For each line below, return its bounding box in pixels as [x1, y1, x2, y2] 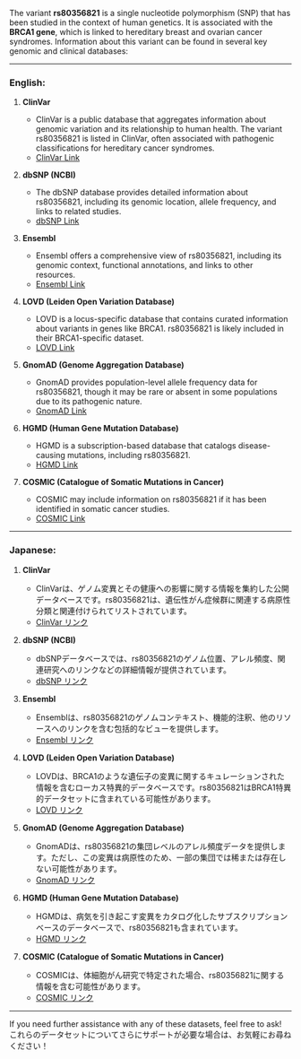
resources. [35, 269, 76, 281]
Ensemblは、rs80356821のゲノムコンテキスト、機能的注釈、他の [35, 712, 276, 723]
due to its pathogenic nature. [35, 396, 142, 407]
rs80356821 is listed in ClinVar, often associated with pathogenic [35, 134, 275, 144]
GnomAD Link [35, 405, 87, 416]
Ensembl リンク [35, 734, 94, 745]
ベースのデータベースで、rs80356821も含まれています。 [35, 922, 244, 933]
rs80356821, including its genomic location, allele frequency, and [35, 196, 277, 207]
